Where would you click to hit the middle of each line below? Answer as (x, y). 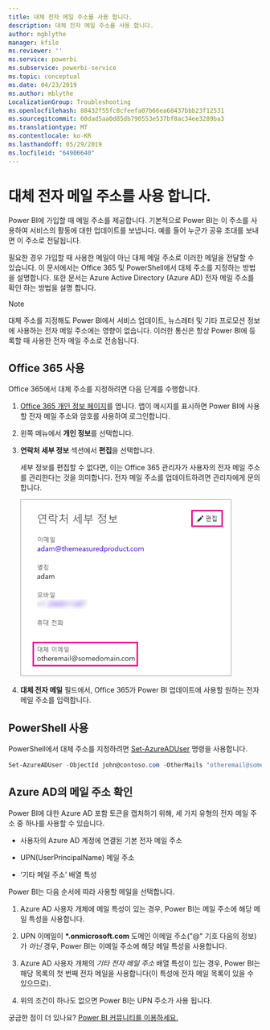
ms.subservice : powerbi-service (62, 68)
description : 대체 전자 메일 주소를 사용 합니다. (81, 25)
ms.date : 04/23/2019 (43, 85)
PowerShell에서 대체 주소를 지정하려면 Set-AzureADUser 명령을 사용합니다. (128, 749)
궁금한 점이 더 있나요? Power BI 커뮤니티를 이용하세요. (94, 1017)
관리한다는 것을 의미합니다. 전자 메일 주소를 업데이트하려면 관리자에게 (137, 478)
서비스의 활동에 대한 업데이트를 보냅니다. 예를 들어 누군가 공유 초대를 (137, 230)
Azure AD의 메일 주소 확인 (71, 792)
